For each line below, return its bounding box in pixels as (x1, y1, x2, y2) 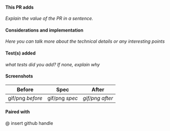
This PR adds (5, 4, 34, 10)
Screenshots (5, 73, 33, 79)
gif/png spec (47, 94, 78, 101)
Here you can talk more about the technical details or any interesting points (5, 38, 165, 44)
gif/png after (82, 94, 114, 101)
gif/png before (8, 94, 42, 101)
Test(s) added (5, 50, 36, 56)
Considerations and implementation (5, 27, 83, 33)
